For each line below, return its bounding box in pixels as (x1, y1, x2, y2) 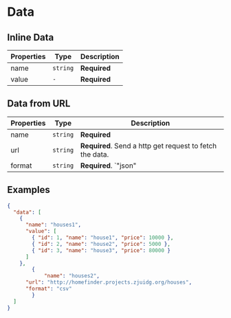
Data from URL (7, 98, 71, 110)
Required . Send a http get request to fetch (80, 141, 217, 150)
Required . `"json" (80, 161, 137, 170)
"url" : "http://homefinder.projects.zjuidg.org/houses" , (25, 279, 192, 286)
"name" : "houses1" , (25, 221, 81, 229)
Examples (7, 184, 50, 196)
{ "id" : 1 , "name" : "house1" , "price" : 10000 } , (32, 234, 174, 241)
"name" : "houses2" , (43, 273, 100, 280)
